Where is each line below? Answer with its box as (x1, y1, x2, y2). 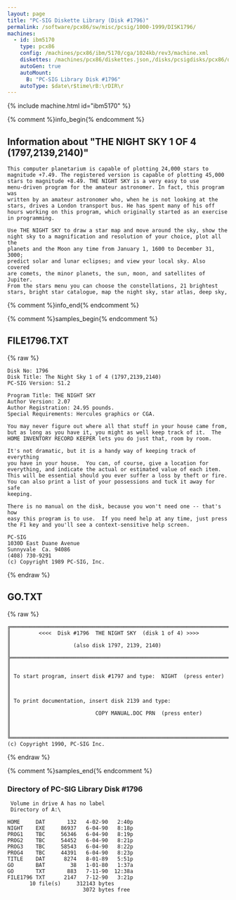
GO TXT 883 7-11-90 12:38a (7, 868, 133, 875)
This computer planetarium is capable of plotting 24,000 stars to (7, 165, 209, 173)
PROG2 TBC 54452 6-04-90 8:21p (7, 837, 133, 844)
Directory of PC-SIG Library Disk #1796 (7, 784, 143, 794)
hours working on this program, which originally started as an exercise (7, 208, 228, 215)
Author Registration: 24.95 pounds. (7, 404, 114, 411)
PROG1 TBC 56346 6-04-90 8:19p (7, 830, 133, 838)
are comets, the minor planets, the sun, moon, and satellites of (7, 270, 206, 277)
